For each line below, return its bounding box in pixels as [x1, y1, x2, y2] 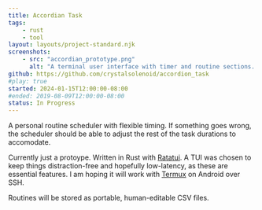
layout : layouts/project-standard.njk [8, 41, 135, 49]
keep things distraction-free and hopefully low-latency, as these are [8, 161, 228, 171]
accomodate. [8, 138, 51, 147]
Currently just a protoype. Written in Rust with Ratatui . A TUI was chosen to [8, 153, 252, 162]
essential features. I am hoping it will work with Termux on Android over [8, 170, 241, 179]
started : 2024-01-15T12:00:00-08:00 [8, 84, 128, 93]
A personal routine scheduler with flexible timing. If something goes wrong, [8, 121, 252, 131]
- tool [22, 33, 44, 42]
